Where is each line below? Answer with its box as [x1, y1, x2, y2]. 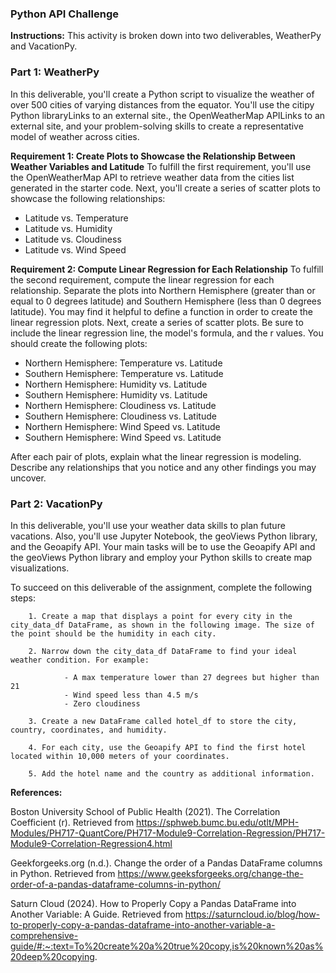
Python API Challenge [10, 7, 119, 21]
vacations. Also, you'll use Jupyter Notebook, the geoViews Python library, [10, 530, 318, 542]
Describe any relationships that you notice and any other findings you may [10, 461, 317, 473]
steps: [10, 592, 36, 604]
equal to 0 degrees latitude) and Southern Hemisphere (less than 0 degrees [10, 295, 322, 307]
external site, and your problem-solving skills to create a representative [10, 120, 304, 132]
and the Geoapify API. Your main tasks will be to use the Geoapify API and [10, 540, 316, 552]
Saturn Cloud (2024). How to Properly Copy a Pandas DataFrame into [10, 897, 297, 909]
